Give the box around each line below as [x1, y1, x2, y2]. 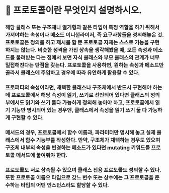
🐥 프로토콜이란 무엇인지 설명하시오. [5, 5, 142, 16]
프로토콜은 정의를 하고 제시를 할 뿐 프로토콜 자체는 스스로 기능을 [5, 39, 149, 46]
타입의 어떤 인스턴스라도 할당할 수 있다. [21, 181, 109, 188]
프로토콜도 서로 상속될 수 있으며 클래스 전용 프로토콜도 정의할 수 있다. [5, 166, 161, 173]
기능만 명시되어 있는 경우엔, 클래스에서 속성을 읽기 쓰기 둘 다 [11, 107, 147, 114]
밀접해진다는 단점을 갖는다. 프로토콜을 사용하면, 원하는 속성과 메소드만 [5, 61, 164, 69]
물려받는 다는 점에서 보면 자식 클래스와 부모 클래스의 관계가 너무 [16, 54, 160, 61]
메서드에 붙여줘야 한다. [16, 152, 68, 159]
